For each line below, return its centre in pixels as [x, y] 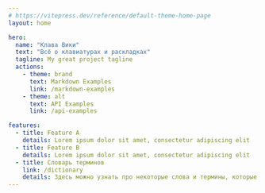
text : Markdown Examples [70, 81]
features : [25, 125]
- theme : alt [44, 96]
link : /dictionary [53, 170]
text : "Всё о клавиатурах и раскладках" [83, 52]
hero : [17, 37]
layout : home [30, 23]
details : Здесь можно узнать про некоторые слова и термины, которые [140, 177]
